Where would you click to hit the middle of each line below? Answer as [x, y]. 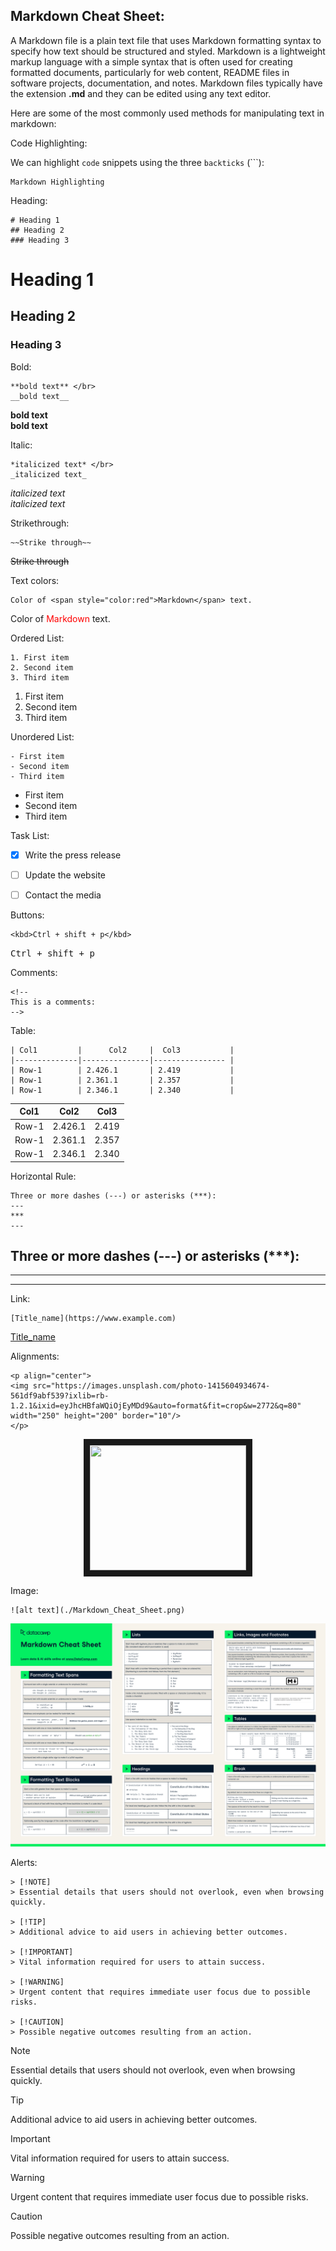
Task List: [30, 835]
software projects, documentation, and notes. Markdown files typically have [166, 83]
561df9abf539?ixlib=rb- [60, 1396]
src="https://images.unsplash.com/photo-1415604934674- [151, 1386]
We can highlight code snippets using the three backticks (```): [137, 162]
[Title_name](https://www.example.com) [93, 1319]
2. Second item [42, 667]
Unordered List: [42, 736]
